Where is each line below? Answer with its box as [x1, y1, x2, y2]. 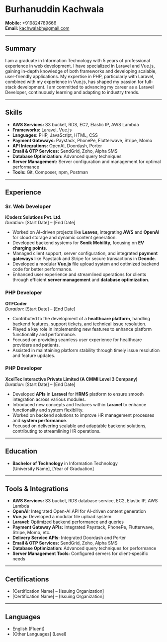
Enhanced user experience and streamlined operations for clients [12, 272, 147, 277]
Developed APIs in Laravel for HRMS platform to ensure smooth [12, 391, 144, 397]
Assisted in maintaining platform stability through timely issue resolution [12, 347, 160, 353]
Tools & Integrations [5, 485, 69, 493]
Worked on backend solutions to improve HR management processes [12, 412, 155, 418]
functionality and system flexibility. [12, 407, 83, 413]
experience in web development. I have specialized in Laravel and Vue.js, [5, 63, 155, 69]
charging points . [12, 245, 47, 251]
